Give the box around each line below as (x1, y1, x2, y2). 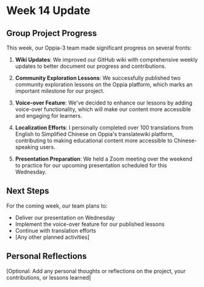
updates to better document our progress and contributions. (15, 62, 166, 70)
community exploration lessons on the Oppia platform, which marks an (15, 81, 193, 88)
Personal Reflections (6, 251, 87, 261)
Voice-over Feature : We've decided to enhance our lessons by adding (15, 99, 193, 106)
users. (39, 143, 56, 150)
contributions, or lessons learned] (6, 274, 91, 281)
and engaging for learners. (15, 112, 82, 119)
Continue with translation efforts (15, 227, 96, 234)
